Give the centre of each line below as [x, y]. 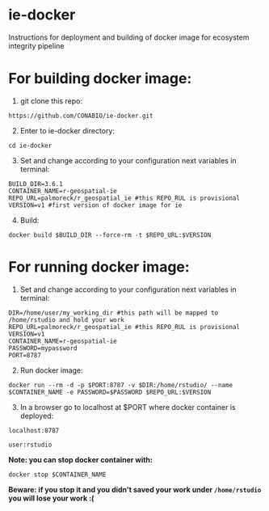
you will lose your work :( [51, 498]
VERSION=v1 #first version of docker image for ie [95, 205]
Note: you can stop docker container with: [81, 459]
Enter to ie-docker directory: [67, 130]
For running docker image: [99, 267]
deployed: [37, 416]
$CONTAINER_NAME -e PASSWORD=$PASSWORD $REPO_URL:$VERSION [110, 392]
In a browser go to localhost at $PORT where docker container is [128, 407]
